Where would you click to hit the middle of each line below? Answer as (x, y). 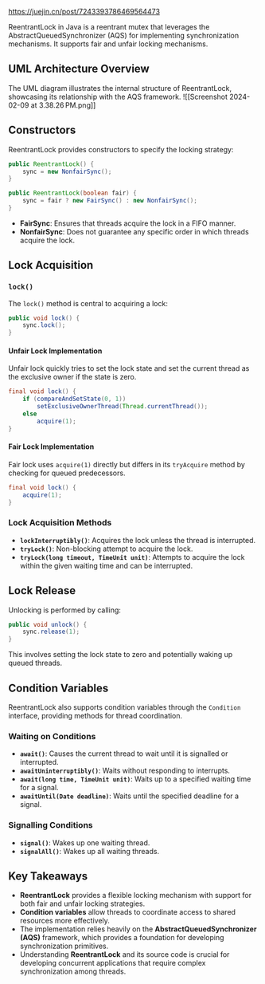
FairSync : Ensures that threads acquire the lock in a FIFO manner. (128, 223)
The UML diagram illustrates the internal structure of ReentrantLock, (120, 88)
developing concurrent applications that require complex (113, 963)
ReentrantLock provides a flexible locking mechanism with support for (136, 895)
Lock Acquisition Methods (60, 523)
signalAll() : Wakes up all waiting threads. (90, 851)
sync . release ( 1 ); (51, 632)
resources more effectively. (64, 921)
